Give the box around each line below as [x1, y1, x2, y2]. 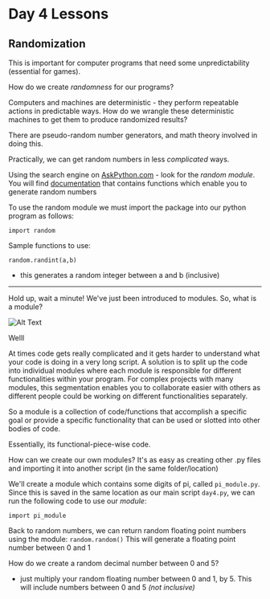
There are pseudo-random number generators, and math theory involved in [8, 130, 258, 140]
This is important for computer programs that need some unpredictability [8, 58, 250, 67]
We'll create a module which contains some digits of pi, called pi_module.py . [8, 479, 260, 488]
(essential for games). [8, 67, 81, 76]
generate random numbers [8, 187, 97, 197]
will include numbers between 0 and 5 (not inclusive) [19, 583, 195, 592]
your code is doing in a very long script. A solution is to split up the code [8, 357, 247, 366]
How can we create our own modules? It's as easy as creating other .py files [8, 455, 261, 464]
